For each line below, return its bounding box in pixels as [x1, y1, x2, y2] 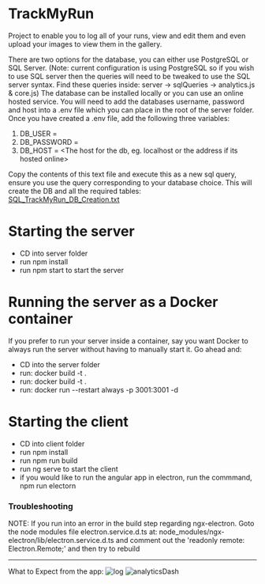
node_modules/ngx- [159, 527, 225, 537]
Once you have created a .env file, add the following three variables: [8, 113, 230, 123]
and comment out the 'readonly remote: [115, 536, 245, 545]
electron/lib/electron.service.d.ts [8, 536, 114, 545]
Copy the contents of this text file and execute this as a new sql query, [8, 169, 237, 179]
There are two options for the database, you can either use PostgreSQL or [8, 55, 249, 64]
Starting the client [8, 413, 129, 430]
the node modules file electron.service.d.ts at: [8, 527, 158, 537]
